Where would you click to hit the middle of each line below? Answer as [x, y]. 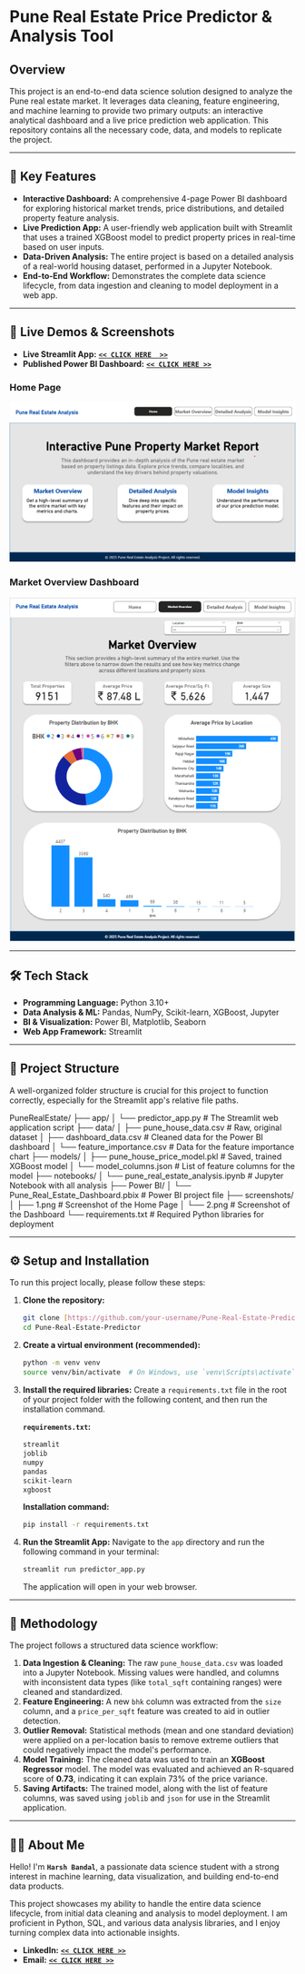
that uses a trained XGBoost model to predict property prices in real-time [159, 237]
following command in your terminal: [91, 1552]
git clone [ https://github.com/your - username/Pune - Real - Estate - [147, 1318]
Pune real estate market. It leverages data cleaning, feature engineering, [144, 101]
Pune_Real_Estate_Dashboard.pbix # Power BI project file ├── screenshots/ [152, 1195]
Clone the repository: [64, 1300]
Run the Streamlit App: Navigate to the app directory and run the [143, 1542]
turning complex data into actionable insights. [94, 1933]
